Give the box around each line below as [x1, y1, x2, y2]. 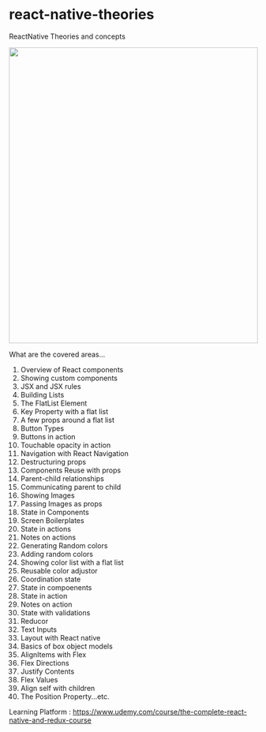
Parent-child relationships [20, 473, 105, 483]
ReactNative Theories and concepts [9, 32, 126, 41]
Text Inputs [20, 625, 58, 634]
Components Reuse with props [20, 465, 122, 475]
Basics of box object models [20, 641, 113, 651]
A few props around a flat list [20, 415, 115, 424]
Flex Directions [20, 658, 69, 667]
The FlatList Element [20, 398, 88, 408]
